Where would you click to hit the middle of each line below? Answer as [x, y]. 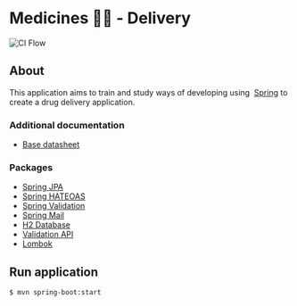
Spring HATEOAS [54, 196]
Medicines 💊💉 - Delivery [100, 18]
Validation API [48, 235]
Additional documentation [67, 125]
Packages [31, 167]
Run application [54, 272]
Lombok [37, 244]
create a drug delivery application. [72, 102]
